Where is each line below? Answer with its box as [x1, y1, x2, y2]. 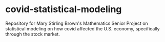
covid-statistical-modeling [5, 4, 122, 15]
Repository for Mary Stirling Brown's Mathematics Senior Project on [5, 20, 149, 26]
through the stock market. [5, 31, 60, 37]
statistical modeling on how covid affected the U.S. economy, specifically [5, 25, 160, 31]
